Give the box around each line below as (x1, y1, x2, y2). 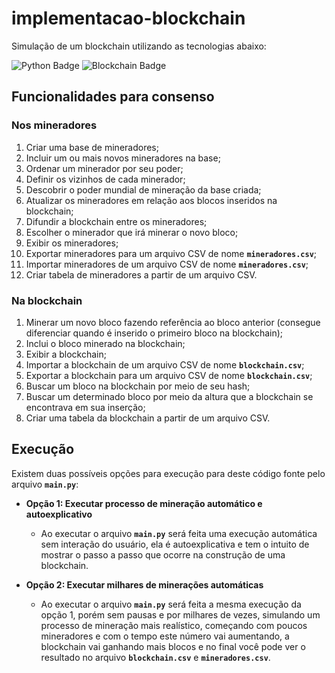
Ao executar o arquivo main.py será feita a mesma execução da (40, 598, 302, 610)
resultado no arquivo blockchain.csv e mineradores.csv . (40, 651, 271, 663)
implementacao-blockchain (11, 7, 246, 30)
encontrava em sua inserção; (25, 401, 146, 413)
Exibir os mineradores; (25, 237, 119, 249)
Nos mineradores (11, 118, 98, 132)
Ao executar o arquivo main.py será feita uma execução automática (40, 527, 318, 539)
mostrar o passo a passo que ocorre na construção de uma (40, 548, 286, 561)
